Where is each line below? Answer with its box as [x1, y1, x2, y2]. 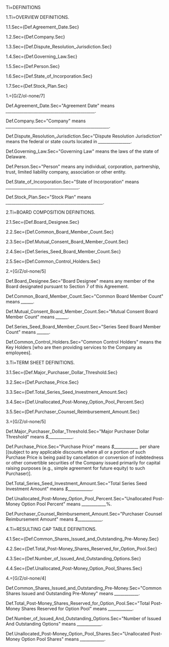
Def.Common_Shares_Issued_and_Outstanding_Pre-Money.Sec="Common [6, 585, 162, 591]
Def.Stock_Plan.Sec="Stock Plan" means [6, 194, 91, 200]
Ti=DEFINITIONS [6, 5, 41, 10]
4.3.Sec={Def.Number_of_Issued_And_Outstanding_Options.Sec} [6, 556, 142, 561]
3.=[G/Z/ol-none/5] [6, 419, 46, 424]
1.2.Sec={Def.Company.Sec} [6, 34, 65, 40]
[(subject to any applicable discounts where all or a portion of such [6, 449, 146, 455]
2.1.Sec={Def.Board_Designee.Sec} [6, 219, 80, 225]
